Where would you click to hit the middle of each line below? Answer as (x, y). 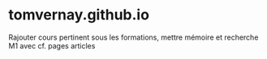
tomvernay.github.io (79, 15)
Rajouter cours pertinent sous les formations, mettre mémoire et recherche (133, 37)
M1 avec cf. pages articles (52, 45)
